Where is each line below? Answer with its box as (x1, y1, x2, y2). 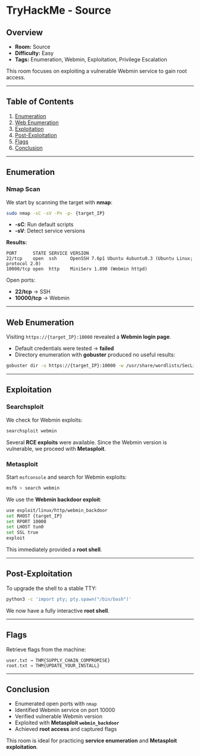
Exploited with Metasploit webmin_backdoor (14, 719, 120, 726)
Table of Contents (6, 97, 74, 107)
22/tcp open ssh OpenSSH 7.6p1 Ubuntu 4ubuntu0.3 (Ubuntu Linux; (6, 256, 193, 262)
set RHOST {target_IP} (6, 513, 62, 519)
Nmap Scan (6, 185, 40, 193)
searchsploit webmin (6, 428, 58, 434)
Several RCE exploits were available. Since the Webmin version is (6, 438, 167, 445)
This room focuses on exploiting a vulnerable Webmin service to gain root (6, 67, 187, 75)
